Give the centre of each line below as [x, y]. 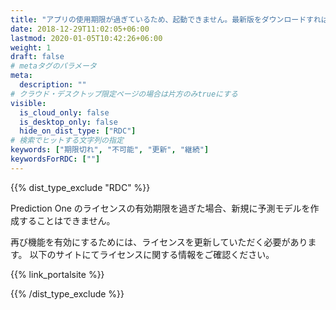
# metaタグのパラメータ [53, 66]
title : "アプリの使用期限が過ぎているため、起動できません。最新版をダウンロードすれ [166, 19]
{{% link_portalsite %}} [57, 274]
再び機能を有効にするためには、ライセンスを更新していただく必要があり [159, 242]
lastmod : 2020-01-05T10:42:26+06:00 [86, 38]
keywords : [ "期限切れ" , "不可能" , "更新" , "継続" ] [110, 150]
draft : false [37, 57]
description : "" [53, 85]
